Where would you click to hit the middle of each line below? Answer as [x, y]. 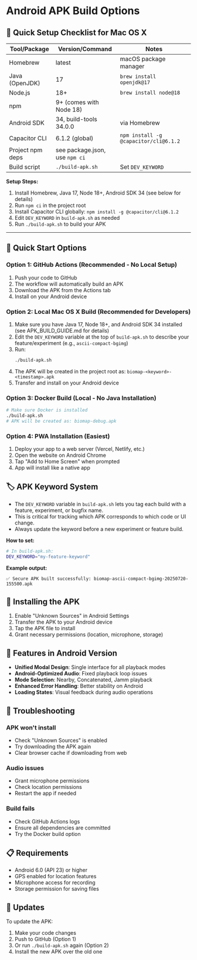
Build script [25, 167]
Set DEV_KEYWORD [142, 167]
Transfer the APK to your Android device [63, 622]
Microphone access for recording [55, 882]
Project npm [26, 150]
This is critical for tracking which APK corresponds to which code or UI [100, 516]
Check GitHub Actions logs [47, 821]
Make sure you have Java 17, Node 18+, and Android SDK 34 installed [98, 324]
